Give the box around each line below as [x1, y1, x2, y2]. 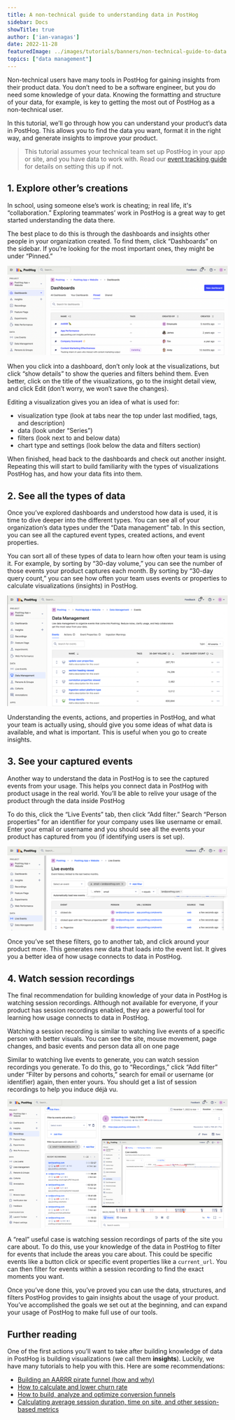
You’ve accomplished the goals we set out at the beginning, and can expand [7, 1301, 227, 1309]
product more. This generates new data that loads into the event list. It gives [7, 945, 227, 953]
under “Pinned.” [7, 252, 53, 260]
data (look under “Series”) [17, 427, 93, 435]
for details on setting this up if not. [24, 162, 124, 171]
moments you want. [7, 1272, 64, 1281]
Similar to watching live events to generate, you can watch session [7, 1056, 199, 1064]
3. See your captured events [7, 755, 133, 767]
